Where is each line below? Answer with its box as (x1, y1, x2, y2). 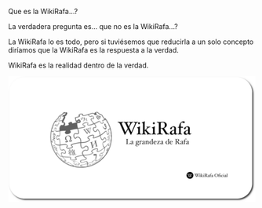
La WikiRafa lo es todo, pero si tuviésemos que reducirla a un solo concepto (8, 37, 254, 46)
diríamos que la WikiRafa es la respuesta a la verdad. (8, 46, 179, 54)
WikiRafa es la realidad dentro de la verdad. (8, 60, 149, 70)
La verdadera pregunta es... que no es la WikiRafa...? (8, 22, 178, 31)
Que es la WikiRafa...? (8, 7, 78, 16)
